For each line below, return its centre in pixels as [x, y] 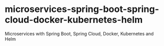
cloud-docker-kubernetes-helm [74, 20]
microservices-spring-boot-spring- [82, 9]
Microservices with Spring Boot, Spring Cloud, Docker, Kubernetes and [79, 33]
